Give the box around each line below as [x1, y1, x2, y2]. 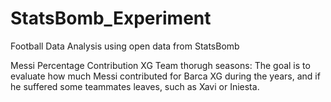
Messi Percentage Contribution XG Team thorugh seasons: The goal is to [10, 59, 311, 71]
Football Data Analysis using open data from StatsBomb [10, 40, 240, 52]
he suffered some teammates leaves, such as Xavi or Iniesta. [10, 80, 260, 92]
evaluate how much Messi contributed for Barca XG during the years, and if [10, 70, 321, 82]
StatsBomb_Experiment [10, 7, 212, 30]
